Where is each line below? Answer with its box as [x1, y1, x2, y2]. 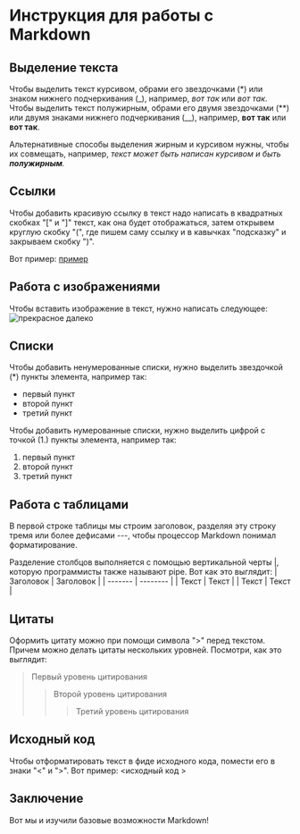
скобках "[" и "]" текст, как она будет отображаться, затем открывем [9, 216, 275, 228]
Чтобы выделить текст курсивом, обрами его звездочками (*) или [9, 84, 263, 94]
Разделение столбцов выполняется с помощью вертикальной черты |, [9, 557, 279, 568]
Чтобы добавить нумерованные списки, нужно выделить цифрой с [9, 425, 266, 436]
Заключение [9, 791, 84, 806]
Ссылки [9, 184, 56, 199]
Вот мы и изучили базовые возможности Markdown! [9, 814, 210, 825]
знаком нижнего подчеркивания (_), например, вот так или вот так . [9, 93, 268, 104]
